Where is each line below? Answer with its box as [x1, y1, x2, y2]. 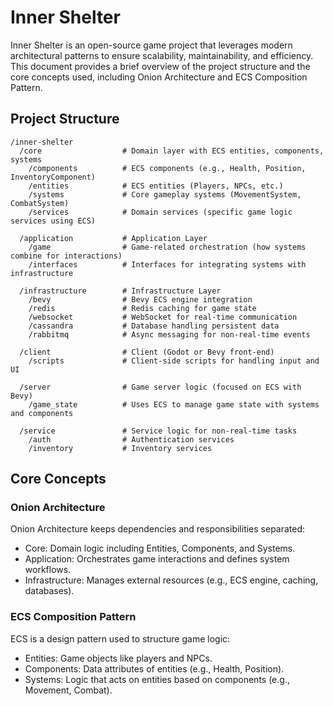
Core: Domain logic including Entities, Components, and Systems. [24, 542, 296, 555]
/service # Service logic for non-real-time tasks [19, 426, 298, 436]
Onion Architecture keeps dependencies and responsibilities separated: [10, 523, 306, 535]
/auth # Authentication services [28, 434, 235, 445]
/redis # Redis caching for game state [28, 303, 257, 313]
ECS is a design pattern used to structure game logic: [10, 632, 231, 645]
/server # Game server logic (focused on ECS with [19, 382, 302, 392]
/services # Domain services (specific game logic [28, 207, 293, 217]
